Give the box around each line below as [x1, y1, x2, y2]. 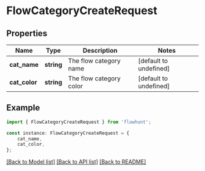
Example [6, 102, 40, 113]
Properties [6, 28, 48, 39]
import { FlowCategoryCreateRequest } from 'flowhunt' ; [6, 119, 151, 125]
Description [82, 47, 118, 55]
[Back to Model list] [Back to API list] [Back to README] [6, 158, 146, 165]
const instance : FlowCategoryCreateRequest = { [6, 130, 130, 136]
